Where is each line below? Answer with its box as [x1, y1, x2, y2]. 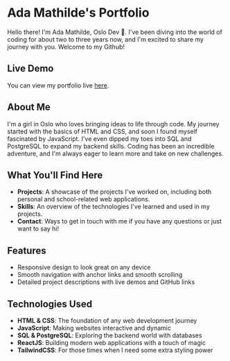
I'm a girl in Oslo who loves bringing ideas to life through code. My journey [7, 119, 220, 128]
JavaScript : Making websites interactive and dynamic [17, 324, 172, 332]
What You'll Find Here [7, 169, 103, 181]
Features [7, 244, 46, 256]
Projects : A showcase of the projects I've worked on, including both [17, 187, 212, 196]
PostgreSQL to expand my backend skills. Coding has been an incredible [7, 142, 215, 150]
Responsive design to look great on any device [17, 263, 151, 271]
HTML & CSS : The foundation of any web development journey [17, 317, 197, 324]
